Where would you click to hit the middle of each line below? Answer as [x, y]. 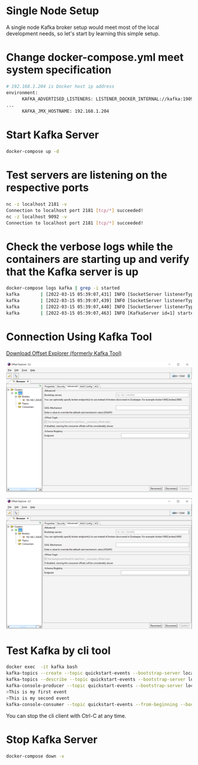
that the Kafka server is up [72, 271]
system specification [59, 70]
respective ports [47, 188]
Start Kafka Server [52, 135]
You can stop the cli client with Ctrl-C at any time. [66, 715]
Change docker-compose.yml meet [95, 58]
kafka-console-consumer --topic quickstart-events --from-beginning [92, 704]
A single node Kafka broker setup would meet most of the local [82, 27]
